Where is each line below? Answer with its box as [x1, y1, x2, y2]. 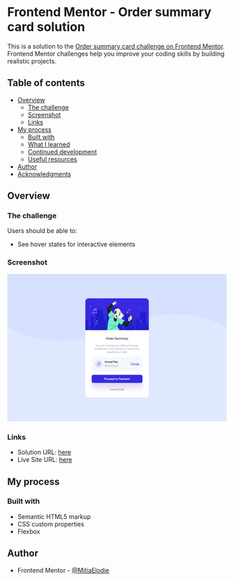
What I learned [27, 140, 70, 149]
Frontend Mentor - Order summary [7, 4, 212, 20]
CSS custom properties [17, 520, 85, 528]
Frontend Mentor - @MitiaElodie [17, 566, 109, 574]
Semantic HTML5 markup [17, 512, 91, 520]
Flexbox [17, 527, 40, 536]
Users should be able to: [7, 227, 78, 235]
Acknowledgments [17, 169, 72, 178]
